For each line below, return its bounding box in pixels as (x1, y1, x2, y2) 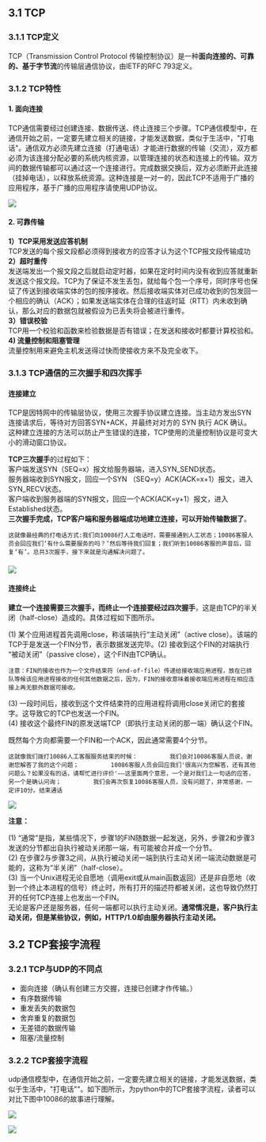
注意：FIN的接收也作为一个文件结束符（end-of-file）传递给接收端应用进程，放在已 (8, 666, 247, 674)
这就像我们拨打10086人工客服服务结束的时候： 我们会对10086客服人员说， (8, 752, 247, 761)
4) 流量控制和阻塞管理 (8, 336, 81, 345)
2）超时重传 (8, 257, 47, 266)
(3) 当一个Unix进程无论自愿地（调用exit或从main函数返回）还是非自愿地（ (8, 873, 249, 882)
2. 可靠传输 (8, 218, 45, 227)
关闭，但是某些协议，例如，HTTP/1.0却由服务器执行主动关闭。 (14, 912, 220, 922)
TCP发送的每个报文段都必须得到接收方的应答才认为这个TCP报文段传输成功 (8, 246, 251, 257)
